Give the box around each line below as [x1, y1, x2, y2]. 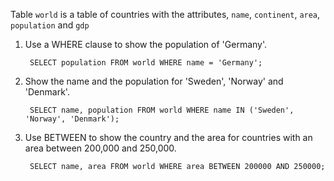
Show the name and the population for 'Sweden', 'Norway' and [24, 75, 284, 87]
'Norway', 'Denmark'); [24, 114, 120, 124]
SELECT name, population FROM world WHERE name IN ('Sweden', [29, 105, 295, 115]
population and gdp [10, 19, 90, 31]
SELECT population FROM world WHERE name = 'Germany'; [29, 58, 263, 68]
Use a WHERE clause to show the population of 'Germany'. [24, 39, 268, 50]
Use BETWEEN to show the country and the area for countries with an [24, 132, 313, 143]
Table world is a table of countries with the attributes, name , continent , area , [10, 9, 321, 20]
